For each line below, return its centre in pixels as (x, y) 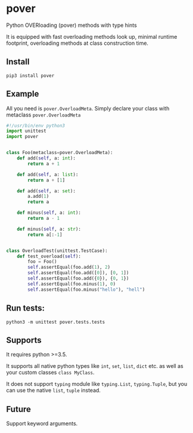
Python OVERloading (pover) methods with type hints (71, 25)
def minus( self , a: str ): (49, 229)
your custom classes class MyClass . (50, 373)
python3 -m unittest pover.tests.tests (56, 322)
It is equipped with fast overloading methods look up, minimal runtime (92, 36)
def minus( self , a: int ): (49, 213)
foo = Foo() (43, 262)
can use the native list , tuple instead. (54, 391)
